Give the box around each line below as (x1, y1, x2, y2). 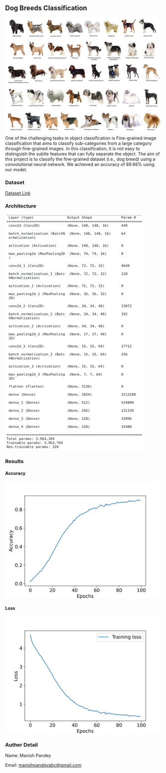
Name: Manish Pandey (5, 753, 51, 759)
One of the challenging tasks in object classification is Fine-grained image (5, 135, 157, 141)
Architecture (5, 203, 37, 209)
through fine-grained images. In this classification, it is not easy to (5, 146, 140, 152)
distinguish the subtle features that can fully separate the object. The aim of (5, 151, 160, 156)
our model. (5, 166, 27, 172)
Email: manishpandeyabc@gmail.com (5, 762, 82, 768)
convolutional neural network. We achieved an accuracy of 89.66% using (5, 161, 155, 167)
